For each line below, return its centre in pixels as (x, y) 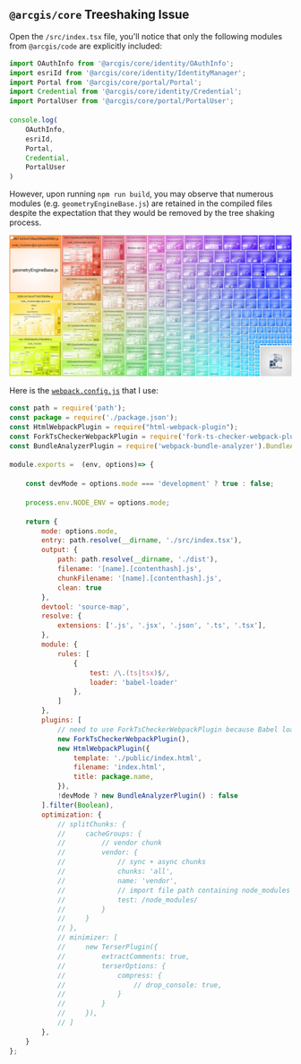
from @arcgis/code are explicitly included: (86, 46)
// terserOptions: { (112, 966)
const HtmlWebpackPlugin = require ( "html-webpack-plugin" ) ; (124, 427)
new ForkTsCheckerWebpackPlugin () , (124, 739)
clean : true (79, 588)
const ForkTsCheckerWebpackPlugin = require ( (95, 437)
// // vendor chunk (110, 843)
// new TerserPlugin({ (107, 947)
